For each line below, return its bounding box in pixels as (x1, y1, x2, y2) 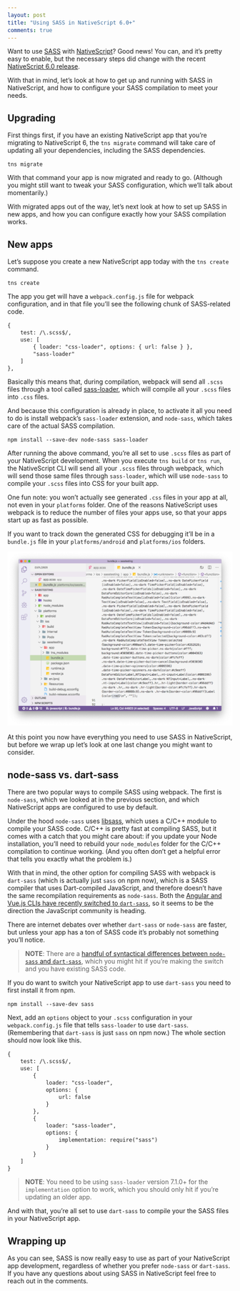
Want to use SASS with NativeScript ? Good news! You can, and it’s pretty (7, 47, 223, 56)
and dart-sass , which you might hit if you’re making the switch (39, 957, 224, 966)
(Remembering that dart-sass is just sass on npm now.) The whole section (7, 1029, 226, 1037)
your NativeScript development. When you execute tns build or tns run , (7, 457, 222, 464)
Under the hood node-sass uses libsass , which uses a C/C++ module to (7, 817, 217, 825)
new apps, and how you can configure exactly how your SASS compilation (7, 210, 226, 219)
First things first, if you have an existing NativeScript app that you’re (7, 131, 207, 139)
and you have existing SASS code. (24, 964, 126, 973)
